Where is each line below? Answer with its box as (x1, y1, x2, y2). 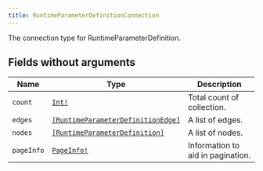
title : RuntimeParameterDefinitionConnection (8, 11, 159, 20)
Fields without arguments (8, 56, 135, 69)
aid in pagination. (187, 150, 251, 161)
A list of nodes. (187, 127, 243, 138)
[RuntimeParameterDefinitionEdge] (52, 115, 181, 125)
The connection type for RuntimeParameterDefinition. (8, 33, 182, 42)
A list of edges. (187, 115, 243, 126)
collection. (187, 102, 226, 113)
